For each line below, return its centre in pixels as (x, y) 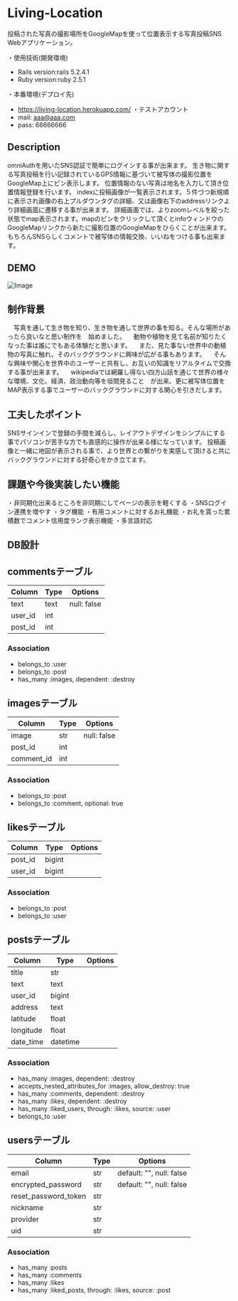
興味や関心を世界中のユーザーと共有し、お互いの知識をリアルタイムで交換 (122, 363)
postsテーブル (38, 940)
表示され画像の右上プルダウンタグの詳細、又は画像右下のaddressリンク (118, 201)
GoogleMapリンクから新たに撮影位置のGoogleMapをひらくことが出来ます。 (119, 227)
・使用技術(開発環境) (38, 58)
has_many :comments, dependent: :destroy (81, 1093)
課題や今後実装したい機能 (63, 484)
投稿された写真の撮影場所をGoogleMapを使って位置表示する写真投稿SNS (115, 33)
